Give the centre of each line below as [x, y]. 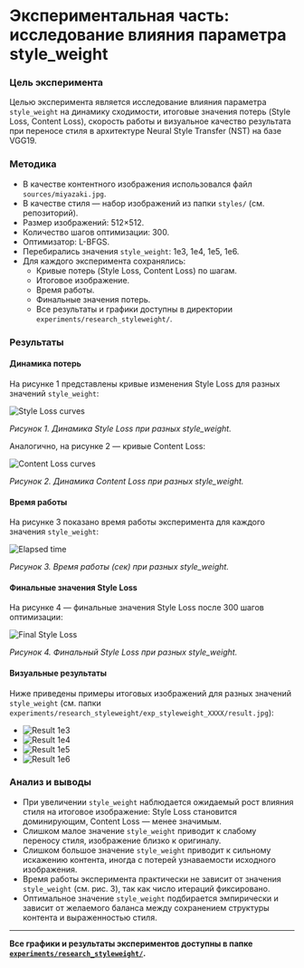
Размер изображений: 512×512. [83, 222]
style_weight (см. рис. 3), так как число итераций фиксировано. [146, 888]
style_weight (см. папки [55, 703]
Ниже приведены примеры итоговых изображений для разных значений [151, 693]
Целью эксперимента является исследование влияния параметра [138, 102]
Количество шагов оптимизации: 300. [96, 232]
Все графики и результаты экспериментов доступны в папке [131, 944]
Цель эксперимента [57, 82]
